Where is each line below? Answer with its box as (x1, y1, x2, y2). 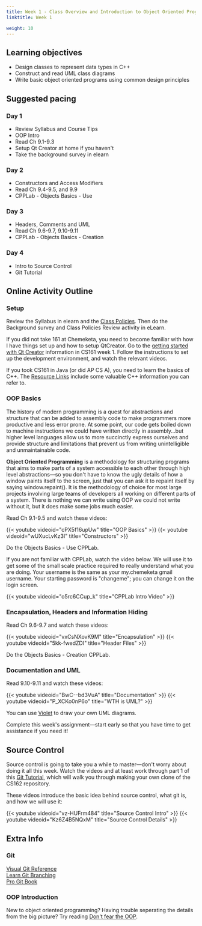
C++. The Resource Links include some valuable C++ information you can (6, 373, 189, 380)
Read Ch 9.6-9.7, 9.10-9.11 (14, 227, 79, 234)
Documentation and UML (6, 666, 81, 674)
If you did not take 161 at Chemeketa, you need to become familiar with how (6, 336, 194, 343)
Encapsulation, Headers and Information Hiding (6, 608, 148, 616)
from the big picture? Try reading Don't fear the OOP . (6, 913, 138, 920)
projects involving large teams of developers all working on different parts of (6, 490, 196, 497)
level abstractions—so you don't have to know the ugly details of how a (6, 471, 183, 478)
